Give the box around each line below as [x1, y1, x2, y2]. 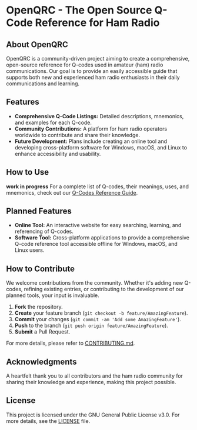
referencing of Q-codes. [14, 228, 74, 235]
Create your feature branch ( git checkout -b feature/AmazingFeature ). [14, 309, 188, 316]
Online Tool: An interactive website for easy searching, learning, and [14, 222, 182, 229]
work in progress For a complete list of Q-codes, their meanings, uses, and [6, 183, 189, 190]
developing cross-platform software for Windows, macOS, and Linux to [14, 144, 187, 151]
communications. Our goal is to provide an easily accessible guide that [6, 68, 178, 74]
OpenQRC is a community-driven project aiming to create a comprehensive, [6, 55, 190, 62]
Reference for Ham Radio [35, 16, 160, 29]
